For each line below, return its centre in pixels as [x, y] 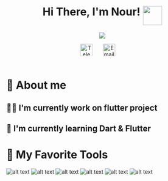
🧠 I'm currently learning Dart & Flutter [79, 128]
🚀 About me [37, 85]
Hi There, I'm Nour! [92, 12]
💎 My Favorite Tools [57, 155]
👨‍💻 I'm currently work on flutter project [82, 108]
